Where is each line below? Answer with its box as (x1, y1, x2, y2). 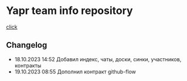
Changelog (6, 40, 47, 50)
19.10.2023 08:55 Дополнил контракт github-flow (14, 68, 137, 75)
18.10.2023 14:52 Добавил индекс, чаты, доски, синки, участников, (14, 55, 182, 62)
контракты (14, 62, 42, 69)
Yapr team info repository (6, 4, 133, 17)
